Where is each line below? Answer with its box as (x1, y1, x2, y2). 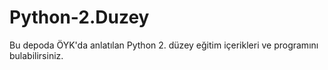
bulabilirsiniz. (9, 49, 64, 61)
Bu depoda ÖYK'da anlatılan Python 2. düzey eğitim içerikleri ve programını (9, 39, 319, 51)
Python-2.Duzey (9, 6, 150, 29)
